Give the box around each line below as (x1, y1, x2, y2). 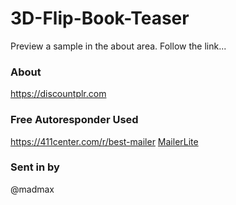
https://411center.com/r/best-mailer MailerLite (10, 135, 199, 147)
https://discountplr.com (10, 88, 107, 100)
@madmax (10, 183, 55, 195)
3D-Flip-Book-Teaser (10, 7, 190, 30)
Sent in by (10, 160, 60, 174)
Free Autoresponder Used (10, 113, 139, 127)
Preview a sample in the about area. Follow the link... (10, 40, 227, 52)
